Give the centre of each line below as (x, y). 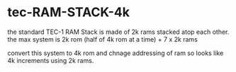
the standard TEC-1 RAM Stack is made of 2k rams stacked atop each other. (118, 32)
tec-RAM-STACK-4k (68, 12)
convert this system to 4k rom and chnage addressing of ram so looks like (116, 53)
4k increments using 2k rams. (51, 60)
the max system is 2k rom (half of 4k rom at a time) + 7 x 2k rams (103, 39)
